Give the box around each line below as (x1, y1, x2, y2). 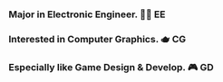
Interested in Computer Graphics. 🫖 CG (8, 32, 187, 45)
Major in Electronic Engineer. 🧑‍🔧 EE (8, 8, 166, 21)
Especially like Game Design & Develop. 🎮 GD (8, 60, 214, 73)
